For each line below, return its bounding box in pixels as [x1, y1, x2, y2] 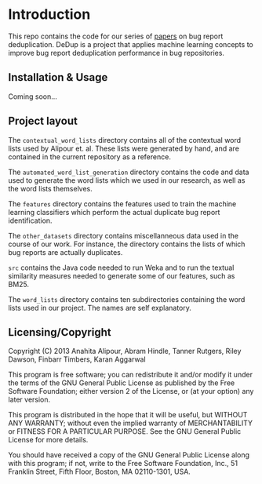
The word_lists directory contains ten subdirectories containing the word [8, 294, 246, 304]
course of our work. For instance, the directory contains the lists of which [8, 239, 246, 249]
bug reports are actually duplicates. [8, 247, 123, 257]
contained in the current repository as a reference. [8, 151, 171, 162]
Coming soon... [8, 92, 57, 101]
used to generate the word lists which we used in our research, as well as [8, 175, 246, 185]
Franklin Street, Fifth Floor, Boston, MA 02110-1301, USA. [8, 467, 191, 476]
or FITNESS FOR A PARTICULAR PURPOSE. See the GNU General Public [8, 427, 242, 436]
